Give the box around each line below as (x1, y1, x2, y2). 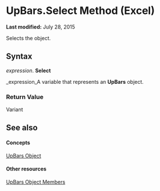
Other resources (6, 165, 47, 172)
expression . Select (6, 67, 51, 74)
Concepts (6, 139, 30, 146)
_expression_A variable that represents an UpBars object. (6, 78, 144, 85)
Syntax (6, 51, 33, 62)
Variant (6, 106, 23, 113)
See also (6, 123, 38, 133)
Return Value (6, 93, 44, 101)
